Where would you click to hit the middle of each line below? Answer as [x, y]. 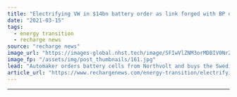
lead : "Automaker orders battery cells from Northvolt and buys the [110, 66]
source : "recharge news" [44, 46]
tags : [15, 27]
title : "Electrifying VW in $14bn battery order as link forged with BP [116, 14]
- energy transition [44, 33]
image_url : [23, 53]
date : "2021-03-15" [36, 20]
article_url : [26, 72]
